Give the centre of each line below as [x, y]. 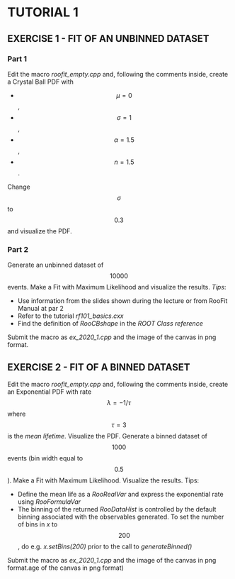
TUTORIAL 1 [43, 12]
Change [19, 187]
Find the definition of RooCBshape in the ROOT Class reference [110, 324]
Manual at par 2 [40, 309]
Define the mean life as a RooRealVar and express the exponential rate [121, 494]
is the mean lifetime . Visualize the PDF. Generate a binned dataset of [107, 436]
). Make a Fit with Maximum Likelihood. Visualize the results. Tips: [103, 480]
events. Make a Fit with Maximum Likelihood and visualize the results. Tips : [117, 287]
